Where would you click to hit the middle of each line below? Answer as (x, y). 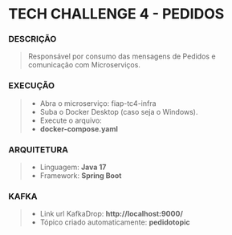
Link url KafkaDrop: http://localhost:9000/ (111, 214)
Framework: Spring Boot (81, 176)
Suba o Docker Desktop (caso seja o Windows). (119, 111)
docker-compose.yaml (79, 128)
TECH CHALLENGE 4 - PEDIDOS (116, 14)
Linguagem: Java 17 (73, 167)
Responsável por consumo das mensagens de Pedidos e (122, 56)
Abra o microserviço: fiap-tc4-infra (98, 103)
